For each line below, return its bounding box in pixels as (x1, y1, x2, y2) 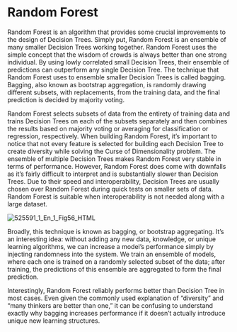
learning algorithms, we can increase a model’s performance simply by (7, 242, 214, 250)
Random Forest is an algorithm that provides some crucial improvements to (7, 28, 226, 36)
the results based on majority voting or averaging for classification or (7, 124, 209, 133)
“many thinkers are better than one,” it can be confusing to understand (7, 301, 214, 309)
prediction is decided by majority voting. (7, 95, 125, 104)
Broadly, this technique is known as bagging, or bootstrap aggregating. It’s (7, 227, 224, 236)
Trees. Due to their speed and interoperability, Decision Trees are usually (7, 177, 220, 185)
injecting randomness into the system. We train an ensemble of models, (7, 250, 216, 258)
